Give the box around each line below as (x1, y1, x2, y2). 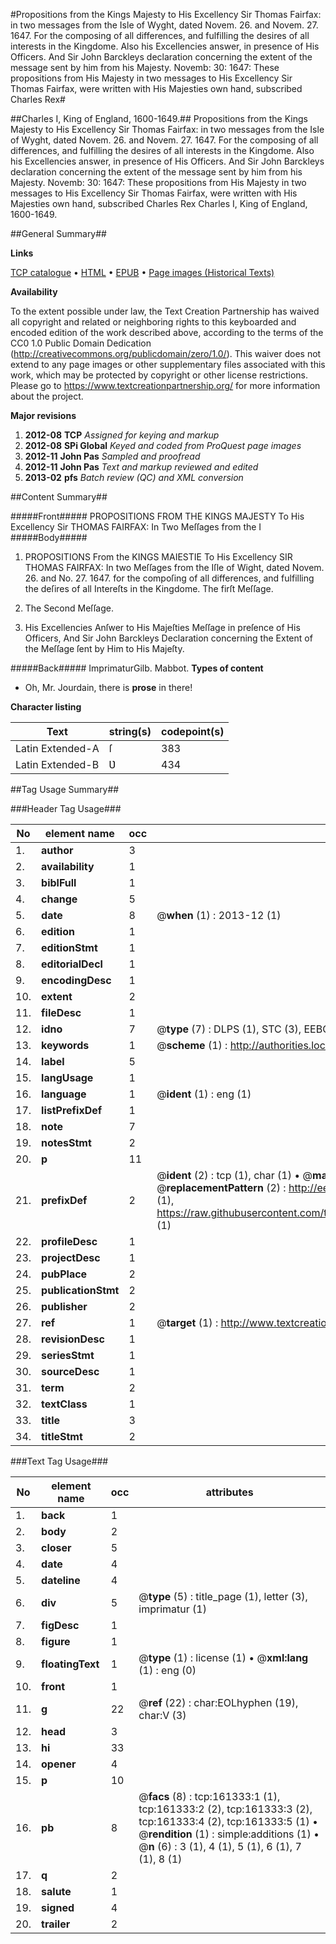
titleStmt (41, 1430, 83, 1443)
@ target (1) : (156, 1316, 219, 1329)
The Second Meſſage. (24, 602, 114, 614)
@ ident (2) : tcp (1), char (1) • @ (156, 1169, 313, 1182)
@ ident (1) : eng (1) (156, 1087, 252, 1101)
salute (41, 1885, 72, 1898)
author (41, 844, 74, 857)
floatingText (41, 1657, 100, 1671)
